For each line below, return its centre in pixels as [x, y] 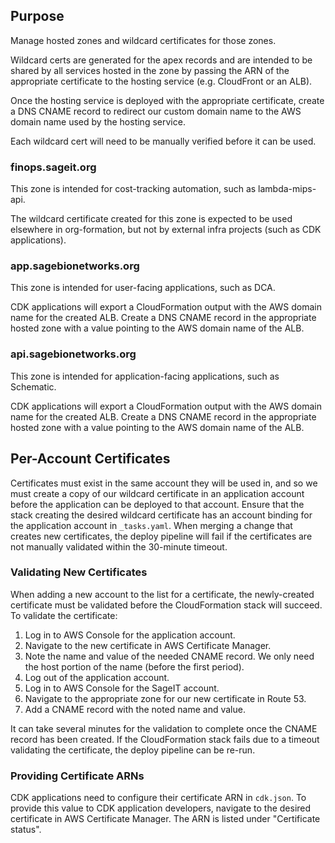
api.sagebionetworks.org [73, 354]
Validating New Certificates [79, 572]
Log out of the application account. [97, 677]
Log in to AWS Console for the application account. [130, 635]
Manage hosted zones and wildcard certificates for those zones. [143, 40]
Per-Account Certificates [90, 459]
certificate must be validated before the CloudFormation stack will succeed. [166, 605]
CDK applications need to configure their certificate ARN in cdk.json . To [158, 798]
